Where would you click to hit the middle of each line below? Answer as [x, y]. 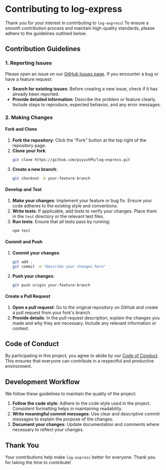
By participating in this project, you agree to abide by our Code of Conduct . [82, 356]
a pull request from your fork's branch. [52, 313]
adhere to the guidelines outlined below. [46, 33]
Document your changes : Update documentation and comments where [86, 424]
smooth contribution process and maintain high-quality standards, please [80, 28]
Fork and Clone [21, 129]
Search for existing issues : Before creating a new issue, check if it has [85, 89]
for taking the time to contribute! [38, 463]
